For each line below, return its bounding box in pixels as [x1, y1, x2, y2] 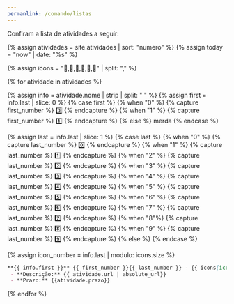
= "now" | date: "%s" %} [7, 50, 78, 59]
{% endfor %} [7, 290, 47, 298]
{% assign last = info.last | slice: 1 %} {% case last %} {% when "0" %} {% [7, 132, 221, 141]
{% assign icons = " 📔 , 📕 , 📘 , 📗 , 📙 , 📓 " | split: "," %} [7, 63, 137, 72]
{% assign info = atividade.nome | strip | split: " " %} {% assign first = [7, 91, 207, 99]
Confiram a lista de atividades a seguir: [7, 29, 120, 38]
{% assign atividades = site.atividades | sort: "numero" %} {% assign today [7, 43, 223, 51]
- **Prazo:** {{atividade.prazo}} [10, 277, 111, 284]
